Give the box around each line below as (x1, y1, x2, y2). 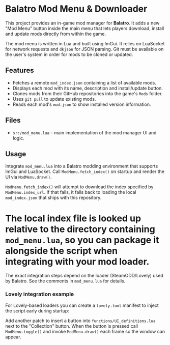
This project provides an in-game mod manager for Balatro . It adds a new (5, 20, 160, 26)
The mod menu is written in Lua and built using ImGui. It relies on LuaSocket (5, 40, 165, 46)
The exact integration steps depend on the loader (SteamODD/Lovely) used (5, 273, 164, 279)
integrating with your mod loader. (5, 255, 150, 267)
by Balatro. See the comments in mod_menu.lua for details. (5, 278, 126, 284)
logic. (12, 135, 24, 141)
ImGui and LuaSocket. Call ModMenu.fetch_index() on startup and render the (5, 168, 164, 175)
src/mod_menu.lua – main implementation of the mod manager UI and (12, 129, 157, 135)
